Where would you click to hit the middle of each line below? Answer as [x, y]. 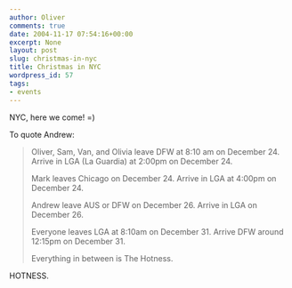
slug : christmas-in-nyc [53, 59]
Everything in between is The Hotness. [102, 258]
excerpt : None [36, 42]
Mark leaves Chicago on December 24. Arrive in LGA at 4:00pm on [154, 178]
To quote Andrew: [42, 134]
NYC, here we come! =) [52, 117]
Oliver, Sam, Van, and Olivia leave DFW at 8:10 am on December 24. [155, 151]
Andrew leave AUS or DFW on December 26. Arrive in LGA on [144, 204]
